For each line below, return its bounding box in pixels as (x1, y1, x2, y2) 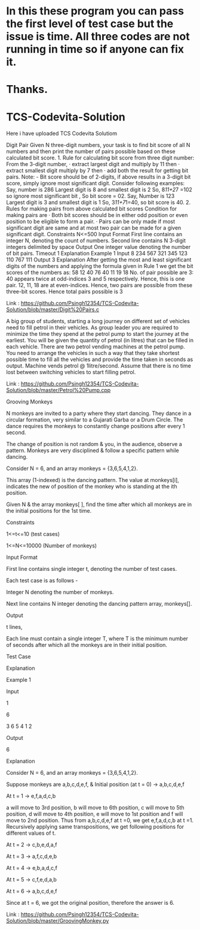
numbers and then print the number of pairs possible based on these (6, 148, 176, 155)
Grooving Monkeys (6, 398, 53, 405)
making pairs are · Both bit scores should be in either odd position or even (6, 212, 188, 219)
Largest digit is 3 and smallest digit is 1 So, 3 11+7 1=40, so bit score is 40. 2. (6, 199, 191, 206)
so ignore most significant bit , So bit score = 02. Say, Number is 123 (6, 192, 175, 200)
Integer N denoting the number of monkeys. (6, 589, 114, 596)
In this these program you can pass (6, 4, 184, 18)
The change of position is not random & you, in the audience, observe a (6, 441, 182, 448)
